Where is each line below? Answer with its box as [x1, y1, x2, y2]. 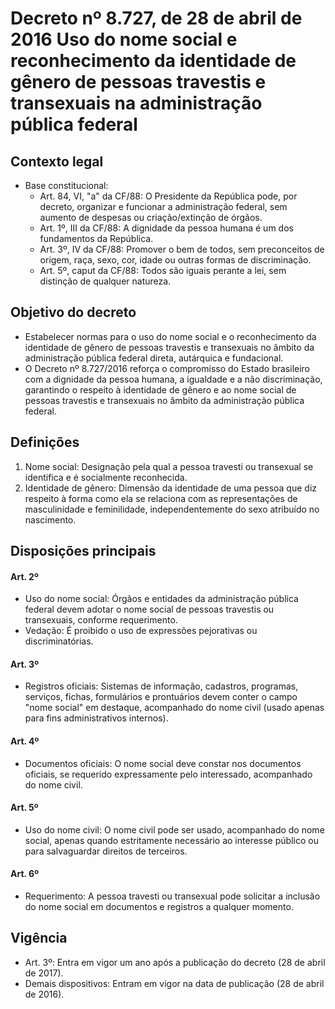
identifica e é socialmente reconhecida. [24, 471, 188, 483]
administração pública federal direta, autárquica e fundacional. [24, 352, 284, 364]
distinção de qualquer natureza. [39, 275, 172, 287]
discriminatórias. [24, 635, 94, 647]
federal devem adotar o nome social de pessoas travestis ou [24, 603, 275, 616]
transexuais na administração [10, 92, 263, 115]
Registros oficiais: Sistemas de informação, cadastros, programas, [24, 680, 299, 692]
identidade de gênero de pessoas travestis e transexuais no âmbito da [24, 341, 315, 353]
